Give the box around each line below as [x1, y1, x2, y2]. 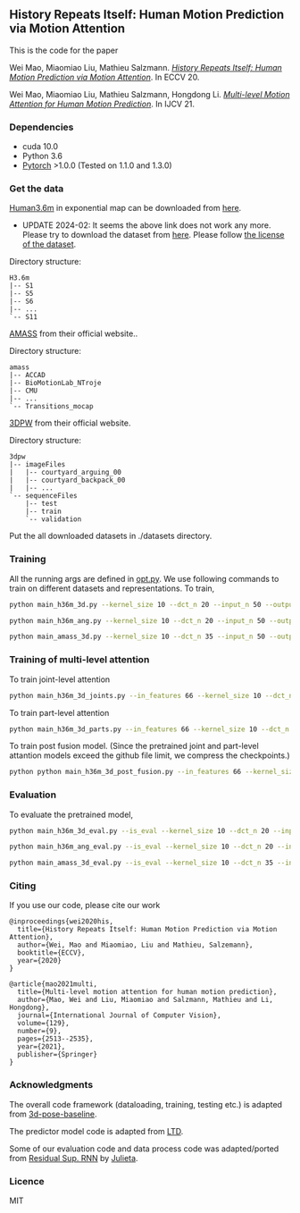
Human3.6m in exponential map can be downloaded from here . [9, 203, 242, 214]
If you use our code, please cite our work [9, 900, 161, 911]
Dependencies [9, 121, 74, 133]
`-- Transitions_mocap [9, 402, 94, 411]
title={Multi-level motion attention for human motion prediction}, [17, 988, 278, 997]
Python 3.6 [21, 151, 62, 162]
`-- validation [25, 515, 82, 524]
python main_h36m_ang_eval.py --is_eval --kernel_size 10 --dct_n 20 [9, 842, 274, 852]
